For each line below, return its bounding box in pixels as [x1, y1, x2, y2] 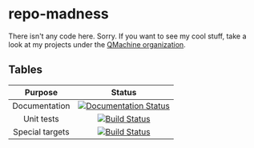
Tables [8, 63, 42, 77]
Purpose [24, 86, 58, 98]
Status [111, 86, 137, 98]
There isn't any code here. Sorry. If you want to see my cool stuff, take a [8, 31, 247, 41]
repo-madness [8, 5, 110, 23]
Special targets [13, 126, 70, 137]
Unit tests [22, 113, 60, 124]
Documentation [12, 100, 71, 111]
